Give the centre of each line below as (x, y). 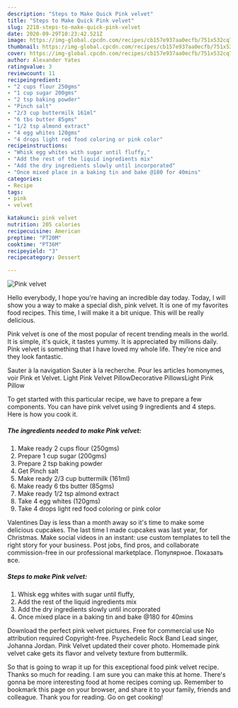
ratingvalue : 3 (30, 67)
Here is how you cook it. (42, 414)
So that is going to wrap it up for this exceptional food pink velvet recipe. (113, 667)
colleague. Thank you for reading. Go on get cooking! (85, 697)
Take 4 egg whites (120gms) (59, 502)
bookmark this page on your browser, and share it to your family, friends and (119, 690)
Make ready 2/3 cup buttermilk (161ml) (74, 479)
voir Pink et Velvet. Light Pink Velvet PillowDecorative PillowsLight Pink (110, 378)
